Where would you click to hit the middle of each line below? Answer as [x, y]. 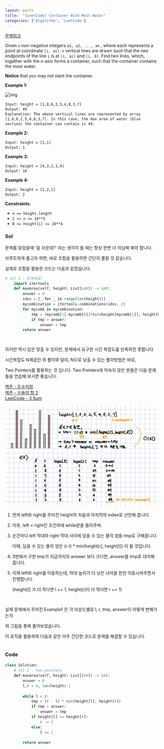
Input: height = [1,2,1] [30, 190]
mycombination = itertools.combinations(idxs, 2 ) [74, 304]
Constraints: [18, 204]
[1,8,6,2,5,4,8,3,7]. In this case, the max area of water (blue [73, 119]
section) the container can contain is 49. [50, 124]
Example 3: [17, 157]
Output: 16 [16, 171]
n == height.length [32, 214]
